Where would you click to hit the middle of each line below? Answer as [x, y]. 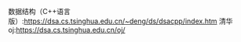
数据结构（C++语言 [39, 11]
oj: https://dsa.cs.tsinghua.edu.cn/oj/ [67, 30]
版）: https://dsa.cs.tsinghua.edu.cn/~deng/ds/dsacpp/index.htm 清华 [120, 21]
